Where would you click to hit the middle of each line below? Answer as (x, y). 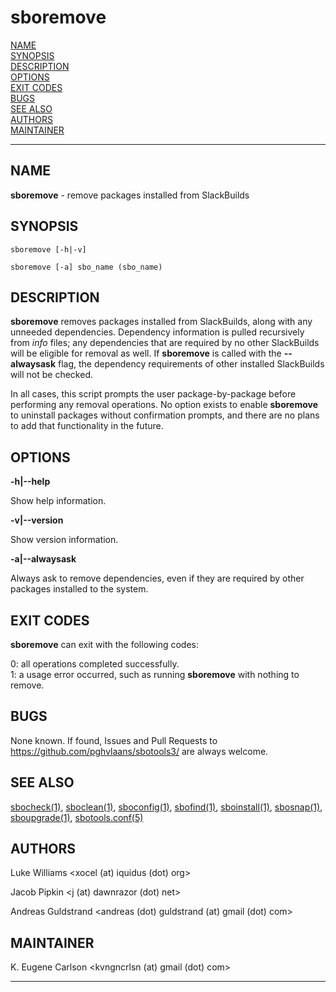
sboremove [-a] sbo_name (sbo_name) (86, 267)
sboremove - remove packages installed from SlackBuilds (130, 195)
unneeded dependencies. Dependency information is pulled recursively (157, 332)
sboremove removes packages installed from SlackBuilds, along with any (161, 322)
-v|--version (37, 520)
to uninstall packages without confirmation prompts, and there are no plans (165, 415)
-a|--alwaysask (43, 559)
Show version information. (64, 540)
